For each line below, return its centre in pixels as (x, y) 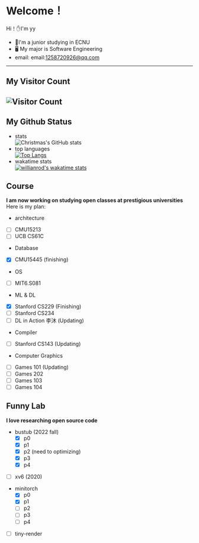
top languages (32, 149)
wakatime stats (33, 161)
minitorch (26, 489)
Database (26, 248)
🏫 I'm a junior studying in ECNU (52, 42)
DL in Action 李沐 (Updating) (49, 320)
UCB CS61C (29, 236)
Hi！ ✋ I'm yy (21, 28)
